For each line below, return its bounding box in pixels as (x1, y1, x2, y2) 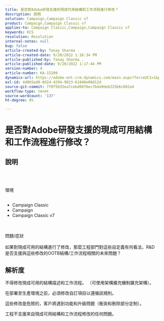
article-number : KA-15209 (5, 71, 58, 76)
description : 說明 (5, 12, 41, 17)
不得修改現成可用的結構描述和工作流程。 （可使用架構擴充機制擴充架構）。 (5, 280, 154, 285)
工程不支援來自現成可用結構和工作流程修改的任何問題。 (5, 311, 116, 317)
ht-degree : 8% (5, 98, 34, 103)
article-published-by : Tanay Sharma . (5, 57, 84, 62)
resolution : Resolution (5, 35, 54, 40)
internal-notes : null (5, 39, 49, 44)
